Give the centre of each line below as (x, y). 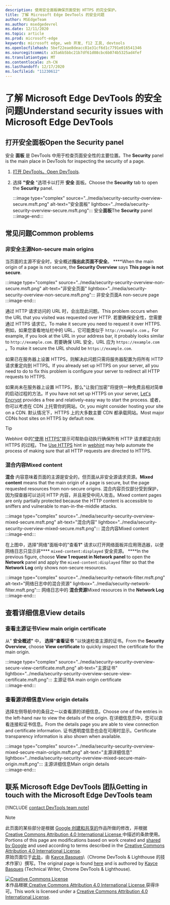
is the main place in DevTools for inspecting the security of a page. (75, 161)
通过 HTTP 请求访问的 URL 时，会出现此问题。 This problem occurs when (82, 311)
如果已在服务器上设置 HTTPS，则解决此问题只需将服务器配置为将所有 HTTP (84, 359)
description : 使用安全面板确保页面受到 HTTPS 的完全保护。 (62, 10)
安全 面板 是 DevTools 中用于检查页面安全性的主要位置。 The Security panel (84, 155)
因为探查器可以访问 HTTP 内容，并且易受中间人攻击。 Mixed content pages (83, 495)
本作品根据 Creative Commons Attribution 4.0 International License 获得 (80, 885)
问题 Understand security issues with (84, 111)
